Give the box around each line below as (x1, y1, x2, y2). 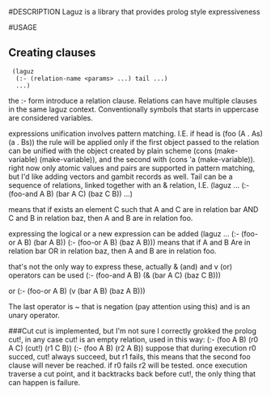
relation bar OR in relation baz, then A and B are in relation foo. (8, 246, 217, 256)
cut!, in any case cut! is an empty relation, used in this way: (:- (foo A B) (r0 (8, 334, 259, 344)
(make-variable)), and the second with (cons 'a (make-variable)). (39, 154, 256, 164)
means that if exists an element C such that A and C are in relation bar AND (8, 204, 259, 214)
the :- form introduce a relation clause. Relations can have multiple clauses (8, 96, 257, 105)
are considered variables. (8, 113, 93, 122)
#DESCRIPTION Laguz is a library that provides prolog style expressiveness (8, 7, 260, 16)
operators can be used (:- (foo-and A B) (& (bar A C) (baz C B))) (8, 270, 221, 280)
